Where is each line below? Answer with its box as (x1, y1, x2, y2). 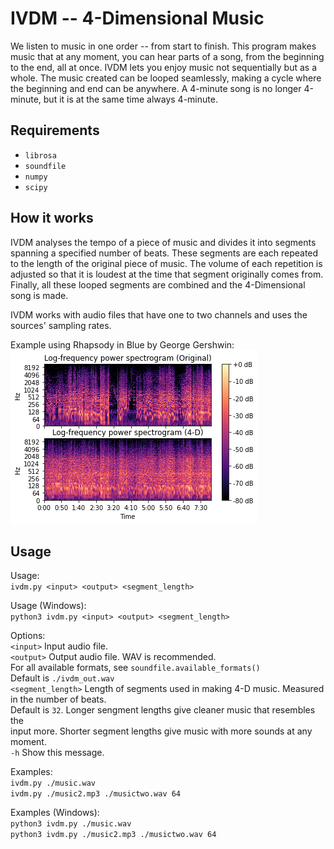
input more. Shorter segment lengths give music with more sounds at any (10, 725, 313, 737)
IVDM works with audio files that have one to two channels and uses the (10, 308, 308, 321)
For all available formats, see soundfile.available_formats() (10, 662, 261, 674)
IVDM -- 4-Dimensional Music (10, 7, 265, 30)
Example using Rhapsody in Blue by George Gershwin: (10, 338, 235, 351)
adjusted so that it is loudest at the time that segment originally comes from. (10, 268, 324, 280)
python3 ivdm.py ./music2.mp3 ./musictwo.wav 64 (10, 830, 217, 840)
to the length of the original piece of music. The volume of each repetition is (10, 257, 323, 269)
